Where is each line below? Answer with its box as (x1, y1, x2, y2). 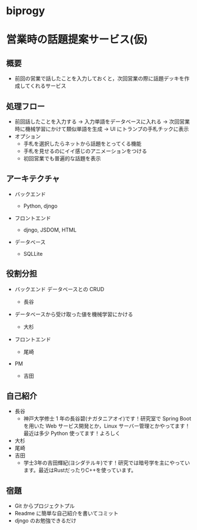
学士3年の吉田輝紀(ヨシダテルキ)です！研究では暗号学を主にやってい (23, 459, 190, 466)
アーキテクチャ (6, 174, 60, 184)
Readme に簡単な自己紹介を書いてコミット (14, 510, 119, 517)
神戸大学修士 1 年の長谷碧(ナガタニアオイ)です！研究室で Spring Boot (23, 415, 191, 422)
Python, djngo (23, 202, 58, 209)
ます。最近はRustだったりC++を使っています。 (23, 467, 137, 474)
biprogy (6, 4, 45, 18)
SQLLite (23, 250, 43, 257)
